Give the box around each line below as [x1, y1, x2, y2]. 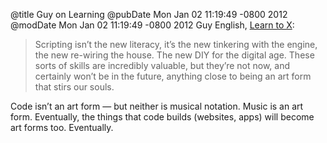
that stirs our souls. [34, 81, 115, 93]
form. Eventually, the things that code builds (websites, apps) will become [10, 111, 315, 123]
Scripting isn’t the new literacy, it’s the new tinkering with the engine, [34, 39, 318, 50]
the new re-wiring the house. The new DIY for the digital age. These [34, 49, 315, 61]
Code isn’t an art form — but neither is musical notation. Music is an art [10, 100, 304, 112]
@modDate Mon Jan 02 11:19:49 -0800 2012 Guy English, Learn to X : [10, 19, 295, 31]
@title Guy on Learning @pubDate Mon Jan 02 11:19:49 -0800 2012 [10, 9, 288, 20]
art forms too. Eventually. [10, 122, 114, 133]
